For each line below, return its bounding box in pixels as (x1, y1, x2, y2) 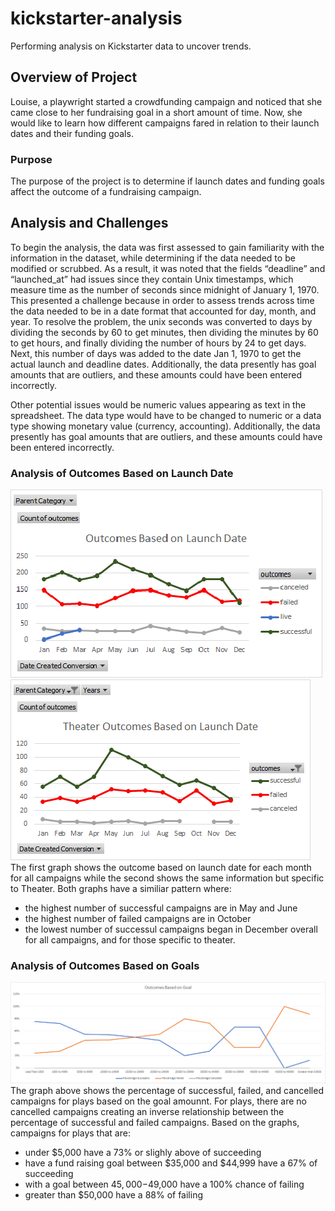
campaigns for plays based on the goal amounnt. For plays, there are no (10, 1095, 307, 1107)
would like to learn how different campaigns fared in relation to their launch (10, 117, 320, 129)
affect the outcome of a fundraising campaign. (10, 186, 202, 198)
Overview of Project (10, 69, 138, 86)
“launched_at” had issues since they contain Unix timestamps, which (10, 273, 294, 285)
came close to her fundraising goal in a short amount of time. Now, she (10, 106, 303, 118)
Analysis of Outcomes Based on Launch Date (10, 466, 234, 480)
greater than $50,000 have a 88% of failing (24, 1189, 204, 1201)
